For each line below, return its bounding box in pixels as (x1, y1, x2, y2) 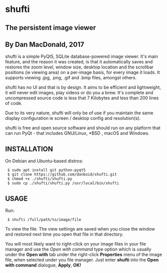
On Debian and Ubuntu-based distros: (5, 158, 83, 164)
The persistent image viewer (5, 23, 96, 32)
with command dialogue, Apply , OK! (5, 262, 81, 268)
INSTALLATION (5, 145, 53, 153)
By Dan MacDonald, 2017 (5, 40, 85, 48)
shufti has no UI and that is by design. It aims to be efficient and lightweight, (5, 84, 161, 90)
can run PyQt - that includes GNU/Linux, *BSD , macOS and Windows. (5, 130, 150, 136)
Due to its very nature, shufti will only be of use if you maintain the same (5, 110, 154, 116)
